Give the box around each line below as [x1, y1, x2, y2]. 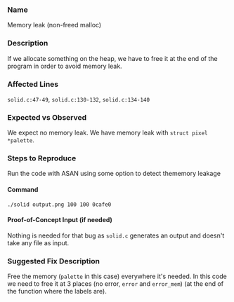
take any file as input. [7, 238, 70, 247]
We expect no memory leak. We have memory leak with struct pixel [7, 128, 209, 137]
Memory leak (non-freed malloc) [7, 21, 102, 29]
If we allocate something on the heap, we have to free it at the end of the [7, 54, 218, 62]
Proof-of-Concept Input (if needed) [7, 216, 112, 224]
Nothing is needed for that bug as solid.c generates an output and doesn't [7, 231, 225, 240]
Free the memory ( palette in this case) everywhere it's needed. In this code [7, 272, 227, 281]
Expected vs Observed [7, 112, 87, 122]
